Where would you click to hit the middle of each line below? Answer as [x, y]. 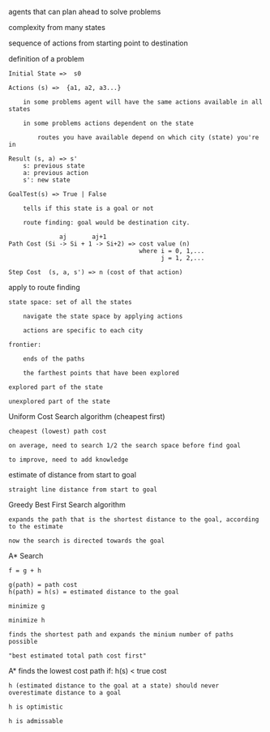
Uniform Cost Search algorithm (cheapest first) [87, 416]
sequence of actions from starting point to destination [99, 43]
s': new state [47, 180]
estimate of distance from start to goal [72, 475]
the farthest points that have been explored [101, 373]
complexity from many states [57, 27]
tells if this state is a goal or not [88, 208]
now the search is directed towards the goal [86, 541]
